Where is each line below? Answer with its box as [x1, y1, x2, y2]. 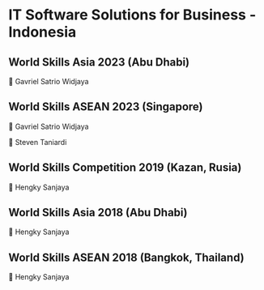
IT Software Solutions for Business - [8, 6, 257, 24]
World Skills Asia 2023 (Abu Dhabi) [8, 55, 190, 69]
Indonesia [8, 23, 77, 41]
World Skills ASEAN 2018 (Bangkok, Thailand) [8, 250, 245, 264]
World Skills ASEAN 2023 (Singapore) [8, 100, 204, 114]
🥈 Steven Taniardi [8, 137, 67, 147]
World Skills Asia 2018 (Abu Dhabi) [8, 206, 188, 220]
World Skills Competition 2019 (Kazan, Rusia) [8, 160, 242, 175]
